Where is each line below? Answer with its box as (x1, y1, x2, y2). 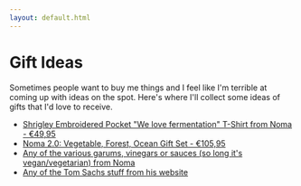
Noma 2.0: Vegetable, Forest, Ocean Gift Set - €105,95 (22, 137, 226, 149)
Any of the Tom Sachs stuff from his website (22, 166, 188, 177)
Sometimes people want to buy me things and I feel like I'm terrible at (9, 82, 268, 93)
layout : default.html (9, 13, 91, 23)
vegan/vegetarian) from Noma (22, 157, 136, 168)
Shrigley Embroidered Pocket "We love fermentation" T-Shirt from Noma (22, 118, 292, 129)
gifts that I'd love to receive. (9, 101, 113, 112)
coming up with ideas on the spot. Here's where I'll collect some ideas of (9, 91, 281, 102)
